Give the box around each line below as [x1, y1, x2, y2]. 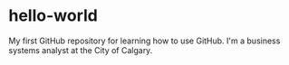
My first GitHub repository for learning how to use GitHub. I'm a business [8, 35, 281, 46]
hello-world [8, 5, 99, 26]
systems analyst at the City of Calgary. [8, 44, 153, 55]
